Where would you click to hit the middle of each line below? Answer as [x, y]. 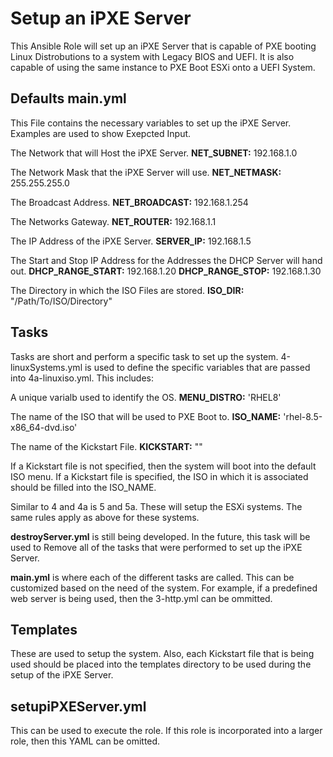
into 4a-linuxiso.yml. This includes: [82, 378]
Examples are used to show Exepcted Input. [101, 133]
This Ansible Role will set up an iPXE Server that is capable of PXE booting [163, 46]
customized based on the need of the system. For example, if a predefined [164, 588]
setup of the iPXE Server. [62, 675]
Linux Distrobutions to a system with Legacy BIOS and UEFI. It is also [152, 56]
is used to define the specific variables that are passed [197, 367]
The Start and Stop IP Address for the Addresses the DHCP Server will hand [166, 260]
